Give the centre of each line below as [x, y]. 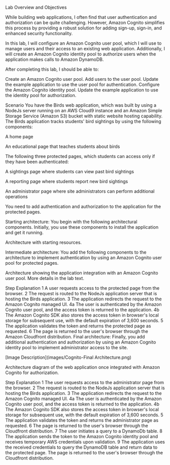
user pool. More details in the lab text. [45, 278]
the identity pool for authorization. [41, 95]
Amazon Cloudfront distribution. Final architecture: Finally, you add [75, 337]
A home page [19, 136]
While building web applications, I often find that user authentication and [81, 17]
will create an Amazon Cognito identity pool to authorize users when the [81, 54]
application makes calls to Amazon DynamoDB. [55, 59]
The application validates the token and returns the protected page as [78, 326]
